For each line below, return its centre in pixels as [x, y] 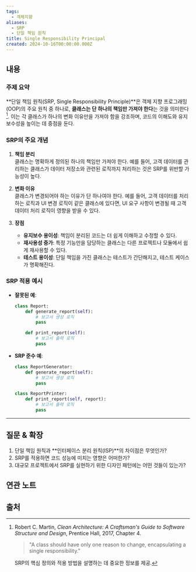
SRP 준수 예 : [29, 355]
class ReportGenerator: [43, 367]
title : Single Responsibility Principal [56, 39]
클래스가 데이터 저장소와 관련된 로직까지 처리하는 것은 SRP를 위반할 [107, 169]
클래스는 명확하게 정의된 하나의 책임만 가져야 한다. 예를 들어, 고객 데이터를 [98, 161]
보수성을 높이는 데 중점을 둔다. [40, 124]
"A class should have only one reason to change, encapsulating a [107, 544]
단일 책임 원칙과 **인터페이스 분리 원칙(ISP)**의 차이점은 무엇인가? [91, 450]
